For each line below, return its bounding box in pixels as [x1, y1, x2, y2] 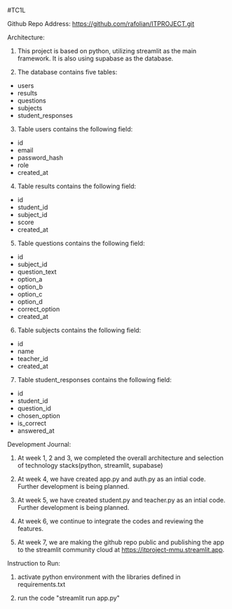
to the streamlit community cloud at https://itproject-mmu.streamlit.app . [17, 546, 225, 554]
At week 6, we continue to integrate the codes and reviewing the [17, 517, 204, 525]
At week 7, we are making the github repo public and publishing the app [17, 538, 224, 546]
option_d [17, 298, 43, 306]
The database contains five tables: [17, 68, 118, 76]
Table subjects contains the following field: [17, 326, 142, 334]
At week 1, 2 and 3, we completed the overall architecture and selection [17, 454, 224, 462]
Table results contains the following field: [17, 182, 137, 190]
